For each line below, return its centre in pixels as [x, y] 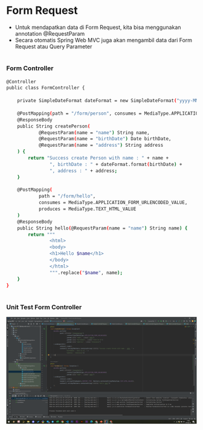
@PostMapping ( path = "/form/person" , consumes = [79, 113]
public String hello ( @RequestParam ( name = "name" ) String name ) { [102, 228]
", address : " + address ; [83, 171]
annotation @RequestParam [50, 33]
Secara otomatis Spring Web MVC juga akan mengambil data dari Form [103, 40]
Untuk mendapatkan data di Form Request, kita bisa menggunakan [98, 27]
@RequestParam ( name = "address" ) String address [101, 146]
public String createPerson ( [54, 126]
